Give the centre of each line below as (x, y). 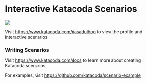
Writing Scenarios (27, 50)
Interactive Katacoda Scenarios (71, 9)
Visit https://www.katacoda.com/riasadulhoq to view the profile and (74, 32)
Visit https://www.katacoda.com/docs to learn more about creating (73, 60)
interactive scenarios (26, 37)
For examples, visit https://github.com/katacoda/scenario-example (73, 75)
